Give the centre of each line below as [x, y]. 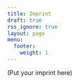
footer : [25, 46]
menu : [15, 40]
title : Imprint [29, 14]
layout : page [26, 33]
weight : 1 [34, 53]
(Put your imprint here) [40, 72]
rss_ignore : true [33, 27]
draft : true [24, 20]
